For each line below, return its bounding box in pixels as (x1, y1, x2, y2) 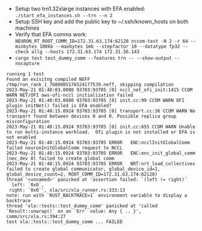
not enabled (6, 134, 36, 141)
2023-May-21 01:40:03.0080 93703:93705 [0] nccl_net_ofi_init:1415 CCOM (6, 87, 193, 93)
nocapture (14, 60, 40, 66)
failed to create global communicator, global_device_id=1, (6, 166, 161, 172)
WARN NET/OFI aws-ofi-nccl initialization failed (6, 92, 134, 98)
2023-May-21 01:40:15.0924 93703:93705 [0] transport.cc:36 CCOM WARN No (6, 108, 196, 114)
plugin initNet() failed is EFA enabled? (6, 103, 112, 109)
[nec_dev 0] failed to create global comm (6, 156, 115, 162)
